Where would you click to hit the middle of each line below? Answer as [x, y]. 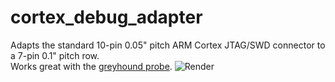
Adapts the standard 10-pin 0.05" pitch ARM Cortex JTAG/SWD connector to [168, 45]
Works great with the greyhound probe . [91, 66]
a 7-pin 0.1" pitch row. [55, 55]
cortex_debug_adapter [106, 17]
